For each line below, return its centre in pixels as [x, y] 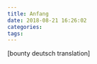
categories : [25, 27]
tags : [15, 33]
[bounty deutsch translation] [49, 53]
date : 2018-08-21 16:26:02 [47, 20]
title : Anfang [28, 14]
